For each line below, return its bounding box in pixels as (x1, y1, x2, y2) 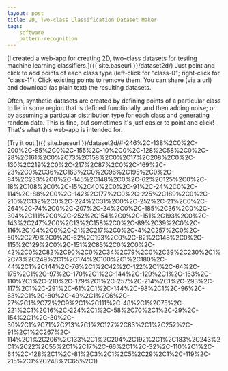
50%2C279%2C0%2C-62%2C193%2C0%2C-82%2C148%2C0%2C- (7, 233, 205, 242)
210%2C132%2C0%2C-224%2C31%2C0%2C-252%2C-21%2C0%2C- (7, 197, 208, 205)
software (19, 29, 44, 36)
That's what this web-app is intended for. (7, 126, 123, 134)
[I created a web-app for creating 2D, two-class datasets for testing (7, 54, 197, 62)
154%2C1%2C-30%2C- (7, 314, 74, 322)
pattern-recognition (19, 36, 78, 42)
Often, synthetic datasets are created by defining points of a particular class (7, 97, 221, 105)
